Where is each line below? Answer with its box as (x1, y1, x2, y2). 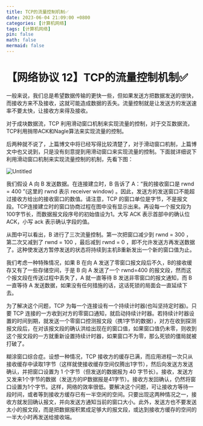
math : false (6, 37, 36, 43)
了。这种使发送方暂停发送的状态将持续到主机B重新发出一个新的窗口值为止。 (6, 246, 195, 253)
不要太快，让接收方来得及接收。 (11, 107, 91, 114)
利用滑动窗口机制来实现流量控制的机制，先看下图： (6, 155, 134, 162)
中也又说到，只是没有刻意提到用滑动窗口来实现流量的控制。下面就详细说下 (11, 148, 197, 155)
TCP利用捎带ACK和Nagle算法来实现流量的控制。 (6, 127, 127, 135)
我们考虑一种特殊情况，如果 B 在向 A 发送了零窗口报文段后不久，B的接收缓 (6, 259, 192, 266)
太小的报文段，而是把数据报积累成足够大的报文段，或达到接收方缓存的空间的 (6, 405, 197, 413)
